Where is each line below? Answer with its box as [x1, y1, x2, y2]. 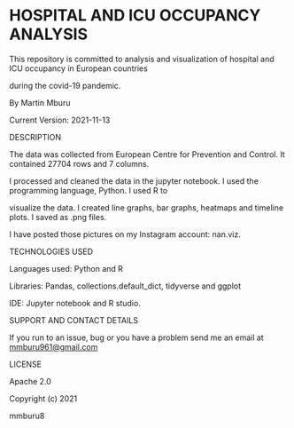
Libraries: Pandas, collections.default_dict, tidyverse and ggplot [9, 281, 242, 291]
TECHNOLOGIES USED [9, 246, 94, 257]
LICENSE [9, 359, 43, 369]
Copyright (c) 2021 [9, 392, 78, 404]
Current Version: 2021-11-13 [9, 115, 111, 125]
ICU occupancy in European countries [9, 63, 148, 74]
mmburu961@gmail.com [9, 341, 98, 352]
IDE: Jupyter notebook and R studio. [9, 297, 142, 308]
